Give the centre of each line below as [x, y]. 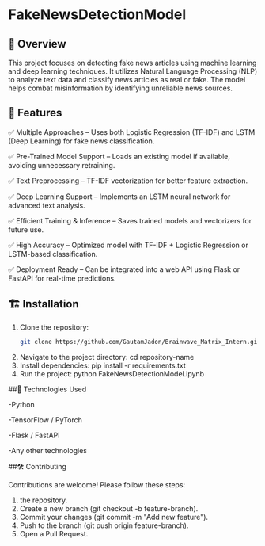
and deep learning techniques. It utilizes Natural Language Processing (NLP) [133, 71]
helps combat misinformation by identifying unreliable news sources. [121, 88]
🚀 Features [35, 113]
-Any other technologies [47, 450]
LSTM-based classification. [53, 254]
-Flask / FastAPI [34, 435]
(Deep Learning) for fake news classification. [81, 141]
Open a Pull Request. [54, 533]
